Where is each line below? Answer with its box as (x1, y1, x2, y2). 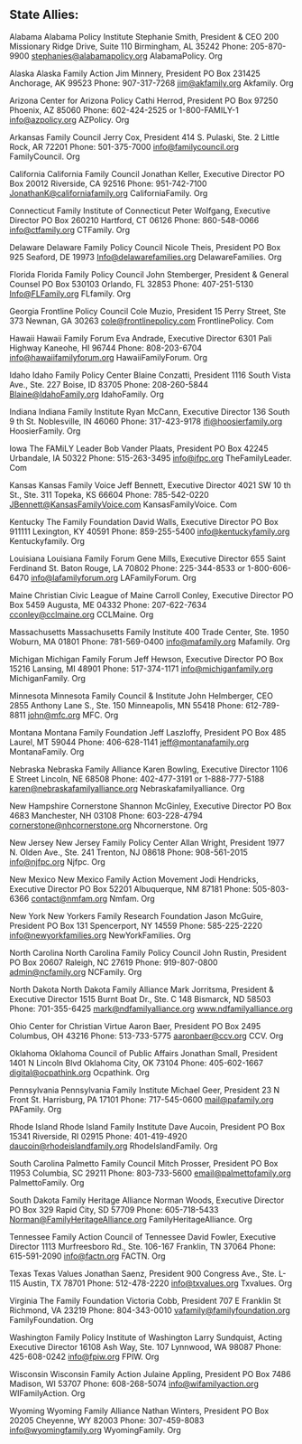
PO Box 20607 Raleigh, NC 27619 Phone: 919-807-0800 (9, 957, 218, 968)
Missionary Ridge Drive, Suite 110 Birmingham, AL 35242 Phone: (9, 41, 248, 52)
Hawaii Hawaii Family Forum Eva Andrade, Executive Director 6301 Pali (9, 333, 272, 343)
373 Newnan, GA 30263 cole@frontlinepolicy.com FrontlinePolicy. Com (9, 315, 274, 326)
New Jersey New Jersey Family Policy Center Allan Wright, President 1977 (9, 837, 286, 848)
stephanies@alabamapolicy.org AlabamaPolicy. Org (31, 50, 223, 61)
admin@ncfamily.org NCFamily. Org (9, 966, 142, 977)
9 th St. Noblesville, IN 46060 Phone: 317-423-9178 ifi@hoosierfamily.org (9, 416, 283, 427)
